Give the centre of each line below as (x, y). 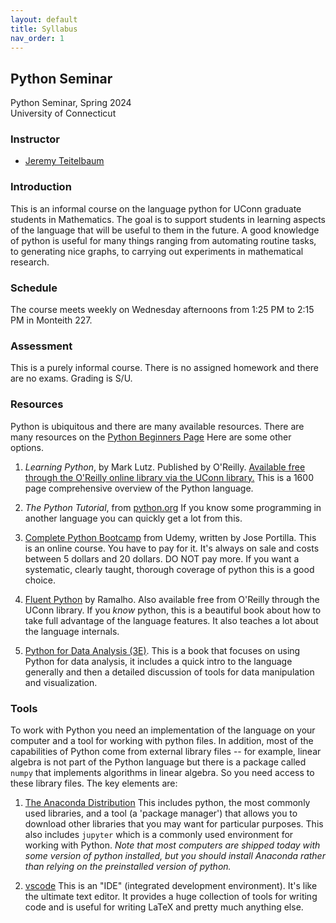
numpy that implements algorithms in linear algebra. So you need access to (162, 772)
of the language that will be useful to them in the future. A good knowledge (165, 230)
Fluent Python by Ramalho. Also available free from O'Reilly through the (172, 599)
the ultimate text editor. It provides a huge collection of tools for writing (171, 896)
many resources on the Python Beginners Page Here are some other (151, 437)
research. (30, 262)
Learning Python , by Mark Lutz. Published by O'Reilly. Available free (165, 467)
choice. (40, 580)
